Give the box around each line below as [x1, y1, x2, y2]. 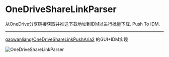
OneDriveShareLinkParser [5, 4, 117, 15]
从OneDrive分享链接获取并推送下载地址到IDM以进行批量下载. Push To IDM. [5, 21, 160, 27]
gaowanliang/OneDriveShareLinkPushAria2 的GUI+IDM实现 [5, 36, 128, 42]
